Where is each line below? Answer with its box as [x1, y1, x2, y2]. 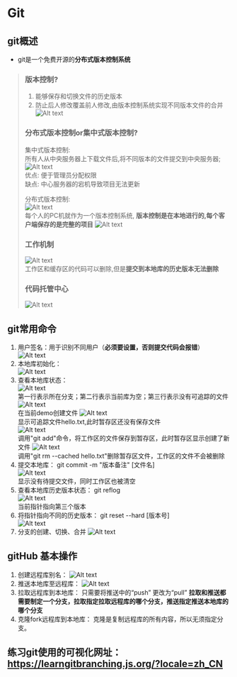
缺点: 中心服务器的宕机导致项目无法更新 [24, 180, 140, 188]
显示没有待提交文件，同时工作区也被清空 [17, 477, 136, 485]
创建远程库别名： [17, 570, 68, 579]
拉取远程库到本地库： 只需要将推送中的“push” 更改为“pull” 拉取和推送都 [17, 588, 226, 597]
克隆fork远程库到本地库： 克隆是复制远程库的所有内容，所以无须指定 [17, 615, 218, 623]
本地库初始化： [17, 360, 62, 368]
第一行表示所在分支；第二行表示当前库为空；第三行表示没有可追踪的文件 [17, 392, 229, 400]
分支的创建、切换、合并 [17, 527, 86, 536]
